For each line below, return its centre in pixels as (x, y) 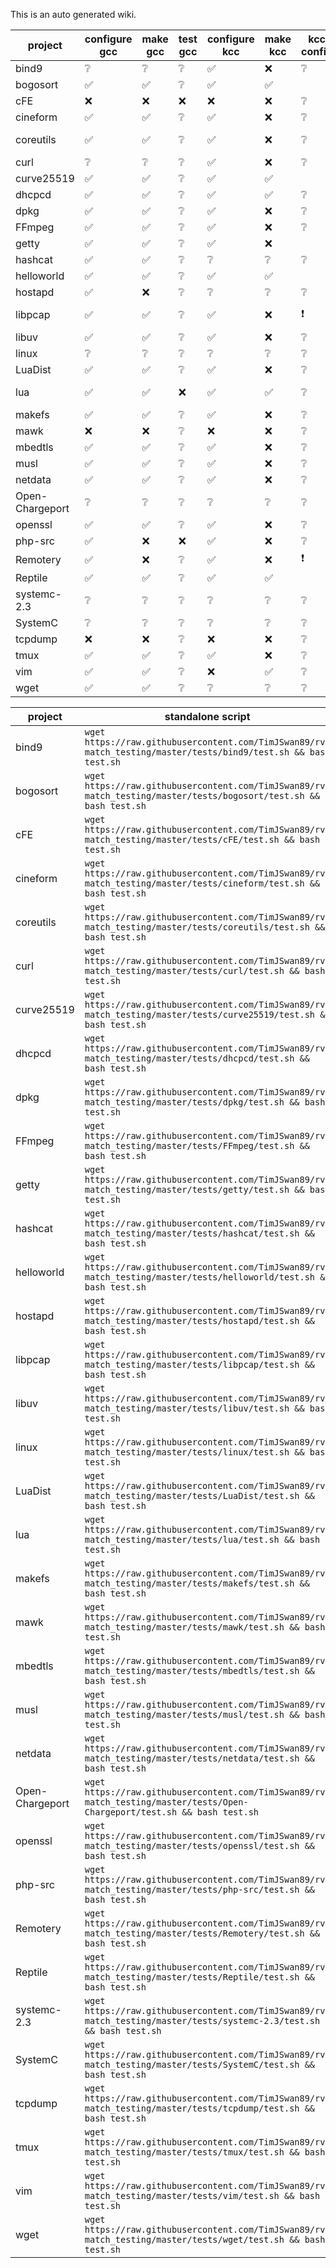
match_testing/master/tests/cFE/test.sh (182, 839)
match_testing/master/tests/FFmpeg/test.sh (189, 1145)
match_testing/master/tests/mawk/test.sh (184, 1627)
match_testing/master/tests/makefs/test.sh (189, 1583)
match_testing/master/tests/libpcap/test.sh (192, 1364)
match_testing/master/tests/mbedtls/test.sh (192, 1670)
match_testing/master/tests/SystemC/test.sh (192, 2064)
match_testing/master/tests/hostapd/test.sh (192, 1320)
